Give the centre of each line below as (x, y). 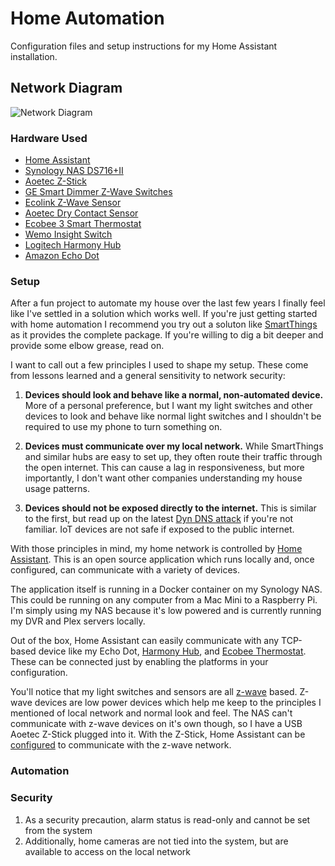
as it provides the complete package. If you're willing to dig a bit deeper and (167, 335)
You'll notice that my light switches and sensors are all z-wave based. (154, 692)
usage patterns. (57, 489)
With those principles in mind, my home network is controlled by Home (156, 549)
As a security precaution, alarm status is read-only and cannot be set (167, 819)
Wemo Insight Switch (68, 234)
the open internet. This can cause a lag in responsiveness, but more (164, 468)
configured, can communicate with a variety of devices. (125, 570)
